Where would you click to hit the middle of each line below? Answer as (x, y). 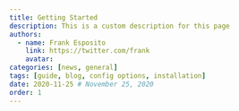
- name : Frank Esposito (61, 43)
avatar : (39, 59)
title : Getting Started (54, 17)
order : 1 (26, 92)
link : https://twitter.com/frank (88, 51)
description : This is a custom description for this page (119, 26)
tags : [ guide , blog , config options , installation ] (107, 76)
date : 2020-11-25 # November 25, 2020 (81, 84)
